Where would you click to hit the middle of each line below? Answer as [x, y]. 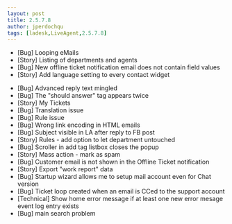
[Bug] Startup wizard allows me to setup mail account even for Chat [114, 177]
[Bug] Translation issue [50, 110]
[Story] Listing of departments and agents [77, 60]
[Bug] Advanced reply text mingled [67, 88]
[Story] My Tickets [44, 103]
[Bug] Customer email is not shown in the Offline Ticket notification [113, 162]
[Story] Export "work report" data [65, 169]
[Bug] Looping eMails [48, 53]
